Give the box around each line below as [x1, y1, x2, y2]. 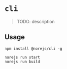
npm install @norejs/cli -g [4, 46, 63, 51]
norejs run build [4, 59, 40, 64]
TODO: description [16, 18, 55, 24]
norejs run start [4, 55, 40, 60]
